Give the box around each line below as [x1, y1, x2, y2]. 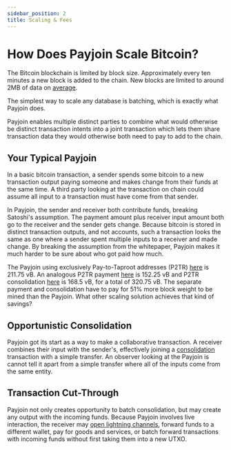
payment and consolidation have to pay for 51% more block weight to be [7, 285, 213, 294]
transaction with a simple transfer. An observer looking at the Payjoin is [7, 353, 209, 361]
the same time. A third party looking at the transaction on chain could [7, 185, 204, 194]
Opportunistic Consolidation [7, 320, 132, 331]
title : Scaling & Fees [7, 17, 72, 23]
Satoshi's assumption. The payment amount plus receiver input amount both [7, 213, 224, 221]
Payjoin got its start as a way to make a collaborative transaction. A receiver [7, 338, 223, 347]
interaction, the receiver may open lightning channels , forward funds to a [7, 420, 214, 428]
